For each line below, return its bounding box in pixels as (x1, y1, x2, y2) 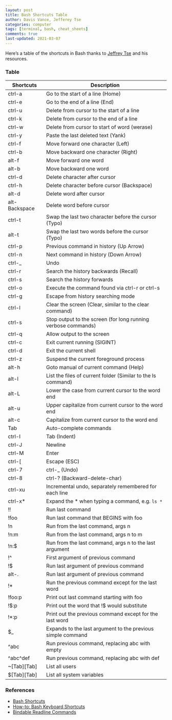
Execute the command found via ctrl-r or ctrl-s (46, 284, 160, 292)
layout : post (5, 7, 33, 13)
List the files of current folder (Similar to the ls (46, 372, 156, 379)
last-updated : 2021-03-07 (5, 36, 60, 42)
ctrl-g (8, 293, 23, 300)
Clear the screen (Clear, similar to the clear (46, 301, 149, 308)
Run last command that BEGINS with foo (46, 515, 142, 522)
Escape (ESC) (46, 458, 80, 465)
